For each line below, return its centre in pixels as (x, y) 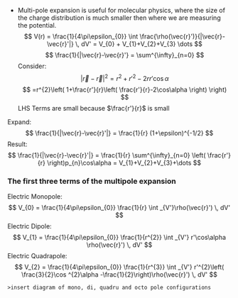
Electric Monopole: (35, 196)
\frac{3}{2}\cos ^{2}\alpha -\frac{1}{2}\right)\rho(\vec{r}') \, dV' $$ (119, 274)
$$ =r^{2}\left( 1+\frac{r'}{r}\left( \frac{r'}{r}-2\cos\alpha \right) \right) (125, 89)
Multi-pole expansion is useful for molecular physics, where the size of (121, 10)
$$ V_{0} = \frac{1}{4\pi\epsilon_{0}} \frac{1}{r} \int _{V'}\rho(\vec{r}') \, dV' (119, 207)
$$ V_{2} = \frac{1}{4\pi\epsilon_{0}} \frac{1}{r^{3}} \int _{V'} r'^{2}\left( (119, 267)
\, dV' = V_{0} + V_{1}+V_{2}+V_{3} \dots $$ (139, 44)
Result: (17, 144)
